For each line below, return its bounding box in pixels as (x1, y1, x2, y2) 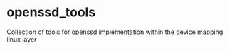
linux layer (6, 35, 37, 43)
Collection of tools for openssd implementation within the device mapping (6, 28, 224, 36)
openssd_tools (6, 4, 96, 21)
